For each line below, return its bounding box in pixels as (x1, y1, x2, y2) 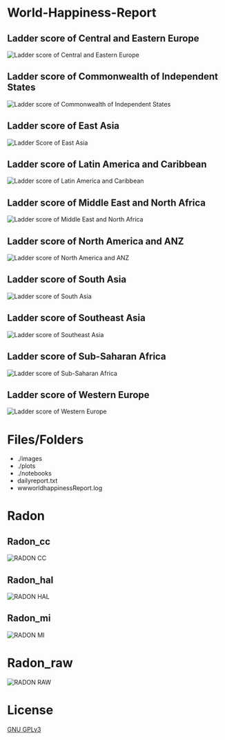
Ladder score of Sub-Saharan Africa (7, 351, 166, 363)
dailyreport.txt (17, 476, 58, 485)
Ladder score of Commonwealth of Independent (7, 71, 219, 82)
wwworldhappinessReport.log (17, 484, 103, 492)
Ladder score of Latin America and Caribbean (7, 159, 207, 170)
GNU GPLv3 (7, 725, 41, 733)
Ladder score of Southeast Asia (7, 312, 146, 324)
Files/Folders (7, 431, 84, 447)
